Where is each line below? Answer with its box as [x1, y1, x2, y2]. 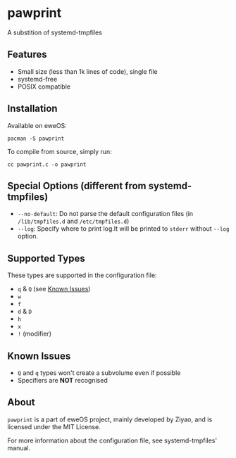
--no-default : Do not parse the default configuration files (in [17, 210, 194, 218]
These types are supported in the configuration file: [7, 271, 157, 279]
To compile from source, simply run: [7, 147, 113, 155]
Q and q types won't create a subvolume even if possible [17, 369, 181, 377]
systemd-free [17, 75, 58, 83]
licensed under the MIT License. [7, 422, 101, 431]
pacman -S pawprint [7, 135, 65, 142]
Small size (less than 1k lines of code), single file [17, 67, 159, 75]
